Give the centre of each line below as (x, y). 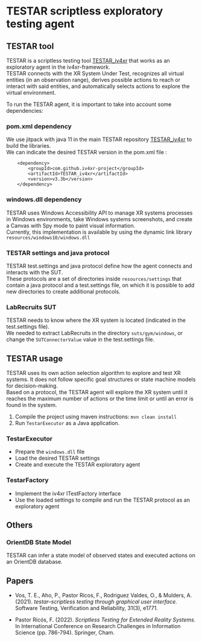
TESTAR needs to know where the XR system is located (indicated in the (96, 320)
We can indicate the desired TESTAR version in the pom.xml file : (87, 153)
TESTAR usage (35, 358)
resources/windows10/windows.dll (48, 238)
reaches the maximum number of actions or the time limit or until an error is (100, 398)
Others (20, 525)
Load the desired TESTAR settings (57, 458)
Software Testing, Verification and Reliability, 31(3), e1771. (86, 608)
